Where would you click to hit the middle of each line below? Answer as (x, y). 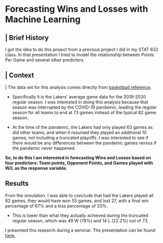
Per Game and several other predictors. (45, 60)
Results (17, 184)
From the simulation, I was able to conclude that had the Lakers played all (79, 195)
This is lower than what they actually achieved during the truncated (80, 215)
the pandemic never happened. (44, 148)
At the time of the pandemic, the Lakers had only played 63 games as (82, 127)
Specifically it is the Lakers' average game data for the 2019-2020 (79, 96)
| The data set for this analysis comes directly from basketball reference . (79, 87)
